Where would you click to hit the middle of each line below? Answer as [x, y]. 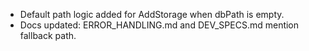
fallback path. [48, 35]
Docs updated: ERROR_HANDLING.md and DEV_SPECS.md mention [159, 25]
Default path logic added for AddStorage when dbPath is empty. [152, 14]
